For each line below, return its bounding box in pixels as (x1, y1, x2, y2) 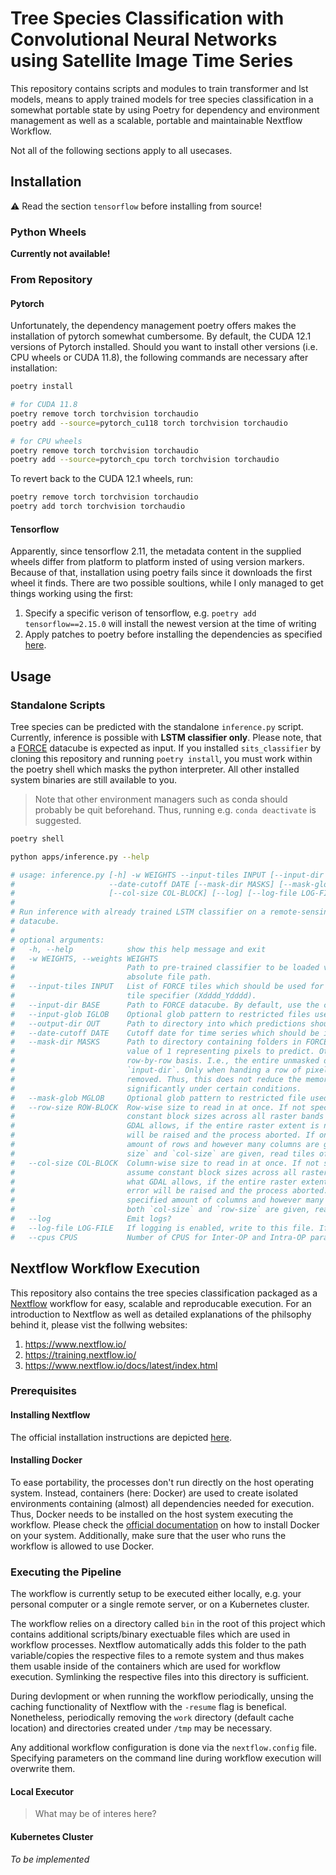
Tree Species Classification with (10, 7, 285, 30)
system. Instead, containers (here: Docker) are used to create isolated (10, 1487, 299, 1499)
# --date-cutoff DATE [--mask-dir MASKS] (10, 879, 275, 889)
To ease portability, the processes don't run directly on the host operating (10, 1476, 315, 1488)
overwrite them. (10, 1763, 76, 1775)
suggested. (34, 814, 82, 826)
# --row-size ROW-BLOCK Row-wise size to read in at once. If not (10, 1102, 307, 1112)
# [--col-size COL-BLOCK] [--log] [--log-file (10, 888, 298, 899)
